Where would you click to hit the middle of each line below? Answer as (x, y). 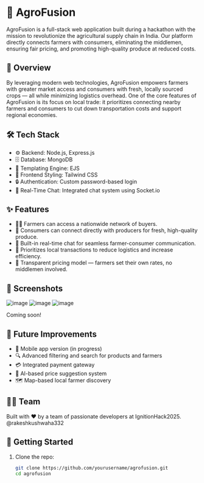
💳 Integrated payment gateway (55, 365)
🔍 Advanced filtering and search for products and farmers (89, 355)
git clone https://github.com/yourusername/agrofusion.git (92, 468)
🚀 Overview (29, 68)
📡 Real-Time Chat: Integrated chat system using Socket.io (87, 190)
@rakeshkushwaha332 (35, 423)
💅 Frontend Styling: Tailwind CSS (56, 175)
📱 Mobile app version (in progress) (58, 349)
